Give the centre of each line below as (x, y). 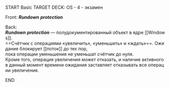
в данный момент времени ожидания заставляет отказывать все (76, 65)
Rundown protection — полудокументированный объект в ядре (74, 32)
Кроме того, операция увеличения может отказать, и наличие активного (84, 60)
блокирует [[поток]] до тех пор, (54, 49)
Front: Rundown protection (34, 17)
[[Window (155, 32)
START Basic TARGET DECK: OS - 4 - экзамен (54, 7)
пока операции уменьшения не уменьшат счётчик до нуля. (70, 54)
